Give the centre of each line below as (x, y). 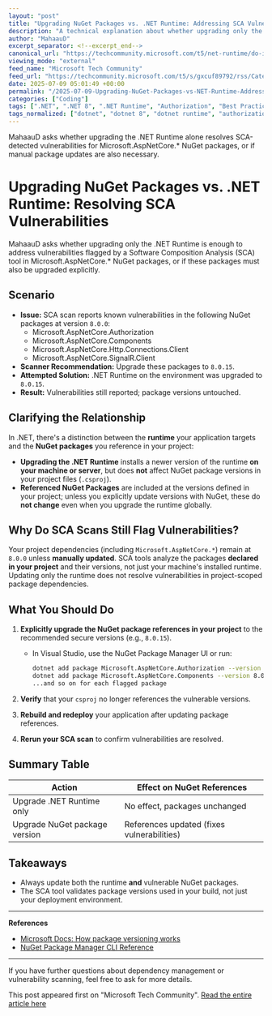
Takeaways (38, 863)
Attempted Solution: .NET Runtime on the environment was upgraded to (141, 375)
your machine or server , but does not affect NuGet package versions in (140, 470)
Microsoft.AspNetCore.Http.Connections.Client (110, 349)
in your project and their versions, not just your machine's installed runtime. (135, 567)
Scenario (32, 296)
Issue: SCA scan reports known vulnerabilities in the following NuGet (135, 315)
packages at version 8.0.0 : (65, 323)
